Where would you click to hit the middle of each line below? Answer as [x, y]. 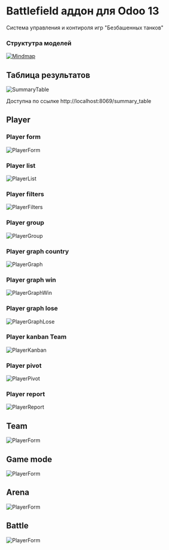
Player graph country [38, 251]
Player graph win [31, 280]
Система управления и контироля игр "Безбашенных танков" [85, 28]
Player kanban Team [36, 337]
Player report [26, 394]
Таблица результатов [48, 75]
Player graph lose [32, 309]
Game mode [29, 459]
